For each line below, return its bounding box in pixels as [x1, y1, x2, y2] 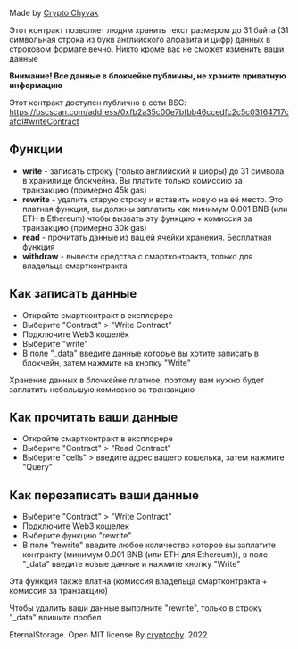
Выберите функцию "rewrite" [21, 530, 132, 541]
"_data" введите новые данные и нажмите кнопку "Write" [21, 559, 241, 570]
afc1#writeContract [9, 116, 79, 127]
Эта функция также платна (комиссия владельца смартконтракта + [9, 576, 268, 587]
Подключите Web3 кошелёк [21, 329, 129, 340]
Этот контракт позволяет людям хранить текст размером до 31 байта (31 [9, 25, 289, 35]
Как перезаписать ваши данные [9, 488, 199, 503]
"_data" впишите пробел [9, 612, 102, 623]
